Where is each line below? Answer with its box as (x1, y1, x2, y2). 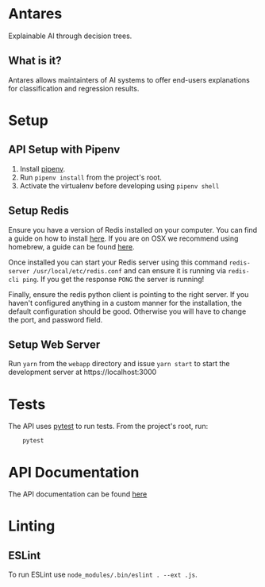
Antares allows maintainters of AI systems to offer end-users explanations (8, 75, 250, 84)
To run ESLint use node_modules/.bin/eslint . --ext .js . (8, 570, 198, 580)
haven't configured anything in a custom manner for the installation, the (8, 298, 242, 307)
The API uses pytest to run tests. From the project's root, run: (8, 422, 209, 431)
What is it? (8, 54, 62, 68)
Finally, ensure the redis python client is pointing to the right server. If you (8, 289, 249, 299)
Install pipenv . (19, 164, 66, 173)
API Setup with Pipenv (8, 143, 121, 156)
